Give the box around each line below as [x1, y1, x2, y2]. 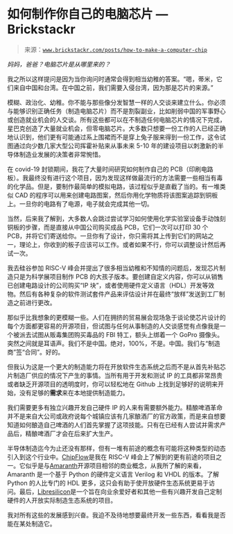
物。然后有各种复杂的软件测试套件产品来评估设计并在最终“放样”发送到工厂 [7, 289, 220, 298]
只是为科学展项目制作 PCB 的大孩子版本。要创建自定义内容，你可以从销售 [12, 272, 224, 281]
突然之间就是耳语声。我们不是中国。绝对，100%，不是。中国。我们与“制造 [7, 339, 221, 347]
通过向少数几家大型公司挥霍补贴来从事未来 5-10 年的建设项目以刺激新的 [12, 141, 218, 150]
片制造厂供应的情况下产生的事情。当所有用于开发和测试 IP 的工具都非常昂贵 [7, 371, 223, 379]
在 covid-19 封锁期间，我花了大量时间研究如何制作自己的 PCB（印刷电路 [7, 164, 214, 173]
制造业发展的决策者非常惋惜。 [19, 150, 105, 158]
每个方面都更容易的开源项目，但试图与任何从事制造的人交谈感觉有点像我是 [7, 322, 220, 330]
